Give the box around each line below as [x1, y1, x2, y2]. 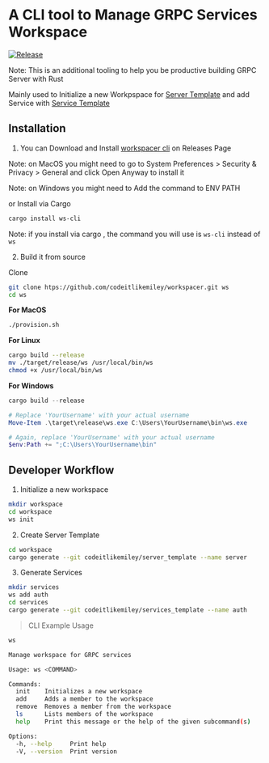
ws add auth [8, 591, 48, 600]
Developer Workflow [8, 463, 115, 477]
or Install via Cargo [8, 198, 71, 208]
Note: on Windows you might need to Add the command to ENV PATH [8, 183, 241, 193]
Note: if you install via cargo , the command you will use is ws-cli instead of [8, 229, 261, 239]
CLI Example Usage [27, 621, 95, 630]
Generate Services [19, 568, 82, 578]
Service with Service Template [8, 98, 111, 108]
